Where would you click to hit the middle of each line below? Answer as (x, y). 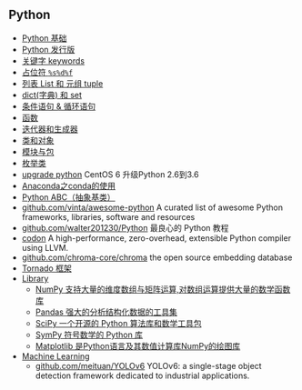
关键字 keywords (53, 60)
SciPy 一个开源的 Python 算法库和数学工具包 (118, 323)
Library (35, 278)
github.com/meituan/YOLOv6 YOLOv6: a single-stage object (148, 365)
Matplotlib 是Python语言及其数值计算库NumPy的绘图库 (138, 345)
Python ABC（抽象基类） (68, 197)
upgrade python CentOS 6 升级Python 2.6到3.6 (110, 174)
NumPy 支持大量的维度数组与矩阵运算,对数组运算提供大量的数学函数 (163, 289)
